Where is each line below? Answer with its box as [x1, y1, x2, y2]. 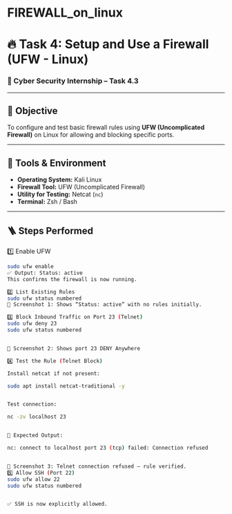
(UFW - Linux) [7, 52, 88, 67]
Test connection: [7, 401, 57, 408]
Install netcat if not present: [7, 370, 100, 377]
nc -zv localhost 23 [7, 413, 67, 421]
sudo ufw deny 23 [7, 320, 57, 327]
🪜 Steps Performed [7, 225, 93, 236]
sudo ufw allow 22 [7, 475, 60, 483]
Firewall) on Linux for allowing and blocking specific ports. [7, 131, 175, 139]
